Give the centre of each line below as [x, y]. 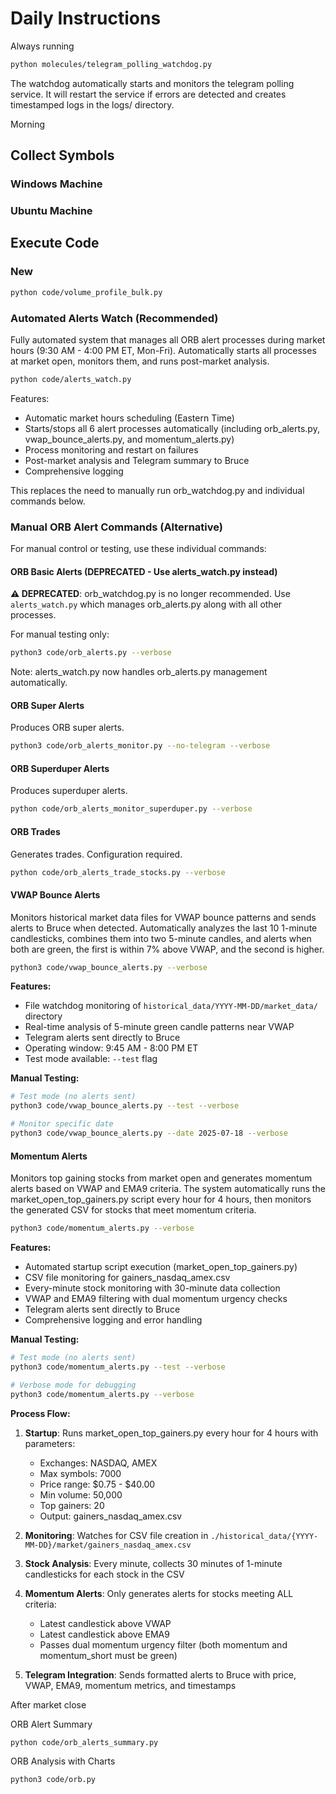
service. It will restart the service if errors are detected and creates [148, 94]
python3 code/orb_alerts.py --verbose [91, 653]
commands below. [48, 501]
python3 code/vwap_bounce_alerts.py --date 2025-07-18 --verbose [149, 1133]
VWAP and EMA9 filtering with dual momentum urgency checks [156, 1299]
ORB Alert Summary [51, 1724]
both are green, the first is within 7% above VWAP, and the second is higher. [167, 949]
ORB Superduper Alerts [60, 768]
